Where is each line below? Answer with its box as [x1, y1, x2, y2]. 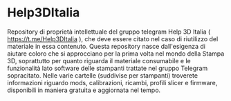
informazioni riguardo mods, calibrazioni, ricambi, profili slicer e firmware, [7, 78, 218, 87]
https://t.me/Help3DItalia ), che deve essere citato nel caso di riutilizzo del [7, 34, 219, 43]
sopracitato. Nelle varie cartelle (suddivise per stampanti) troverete [7, 71, 198, 80]
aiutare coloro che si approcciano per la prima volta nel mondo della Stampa [7, 49, 225, 58]
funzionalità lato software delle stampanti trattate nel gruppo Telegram [7, 64, 208, 72]
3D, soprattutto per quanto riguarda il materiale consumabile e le [7, 56, 192, 65]
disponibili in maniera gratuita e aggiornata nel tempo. [7, 86, 161, 94]
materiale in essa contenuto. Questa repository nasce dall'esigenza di [7, 42, 206, 50]
